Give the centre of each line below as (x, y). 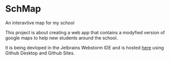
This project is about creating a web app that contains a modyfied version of (85, 32)
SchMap (23, 9)
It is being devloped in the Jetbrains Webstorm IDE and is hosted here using (84, 47)
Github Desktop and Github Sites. (40, 53)
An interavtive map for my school (40, 23)
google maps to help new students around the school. (62, 38)
